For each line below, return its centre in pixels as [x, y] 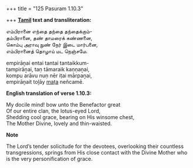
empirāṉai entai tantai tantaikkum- [48, 63]
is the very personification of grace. [49, 159]
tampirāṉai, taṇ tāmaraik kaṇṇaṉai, [48, 69]
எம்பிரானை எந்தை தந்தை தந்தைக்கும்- [49, 31]
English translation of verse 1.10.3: [49, 93]
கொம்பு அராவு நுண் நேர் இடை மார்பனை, [52, 45]
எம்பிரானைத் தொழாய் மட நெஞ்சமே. [47, 51]
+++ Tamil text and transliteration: [49, 20]
